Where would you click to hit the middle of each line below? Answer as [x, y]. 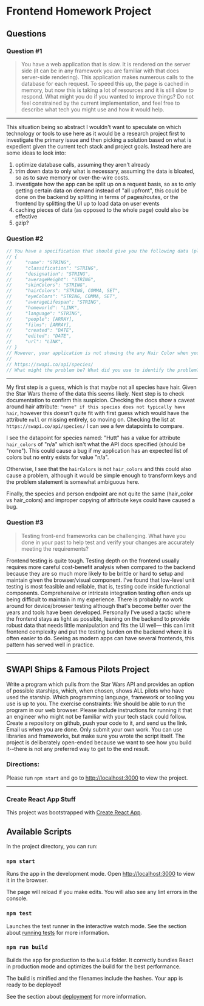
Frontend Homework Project [79, 11]
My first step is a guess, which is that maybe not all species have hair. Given [102, 387]
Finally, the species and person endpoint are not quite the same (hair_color [100, 494]
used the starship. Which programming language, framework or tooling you [100, 697]
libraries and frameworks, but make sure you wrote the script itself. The [96, 736]
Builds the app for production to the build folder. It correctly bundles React [100, 960]
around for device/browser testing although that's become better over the [99, 606]
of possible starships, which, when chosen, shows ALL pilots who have [95, 690]
